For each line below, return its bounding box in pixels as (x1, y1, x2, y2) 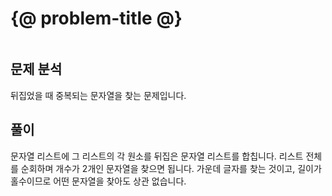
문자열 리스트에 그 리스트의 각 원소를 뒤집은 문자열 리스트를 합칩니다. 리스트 (10, 150, 304, 162)
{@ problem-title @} (10, 7, 183, 30)
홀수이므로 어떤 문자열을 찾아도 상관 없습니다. (10, 175, 187, 187)
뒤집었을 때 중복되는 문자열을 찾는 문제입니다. (10, 89, 187, 101)
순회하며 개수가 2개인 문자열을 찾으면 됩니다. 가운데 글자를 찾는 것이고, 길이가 (20, 162, 322, 174)
